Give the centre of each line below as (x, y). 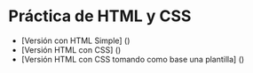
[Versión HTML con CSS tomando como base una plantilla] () (133, 59)
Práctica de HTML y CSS (100, 16)
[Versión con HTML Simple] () (75, 40)
